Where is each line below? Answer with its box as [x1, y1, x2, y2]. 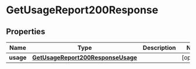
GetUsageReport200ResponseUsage [32, 53, 138, 61]
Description [142, 44, 176, 52]
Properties [6, 27, 45, 37]
